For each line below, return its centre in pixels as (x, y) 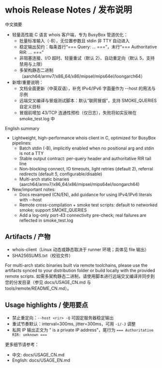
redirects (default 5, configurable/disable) (61, 174)
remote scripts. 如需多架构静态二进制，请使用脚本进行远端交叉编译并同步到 (80, 276)
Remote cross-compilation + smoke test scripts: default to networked (88, 205)
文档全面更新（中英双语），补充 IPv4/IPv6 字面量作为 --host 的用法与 (87, 88)
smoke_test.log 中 (37, 118)
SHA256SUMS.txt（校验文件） (43, 255)
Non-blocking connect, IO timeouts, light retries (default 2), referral (86, 168)
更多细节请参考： (22, 344)
